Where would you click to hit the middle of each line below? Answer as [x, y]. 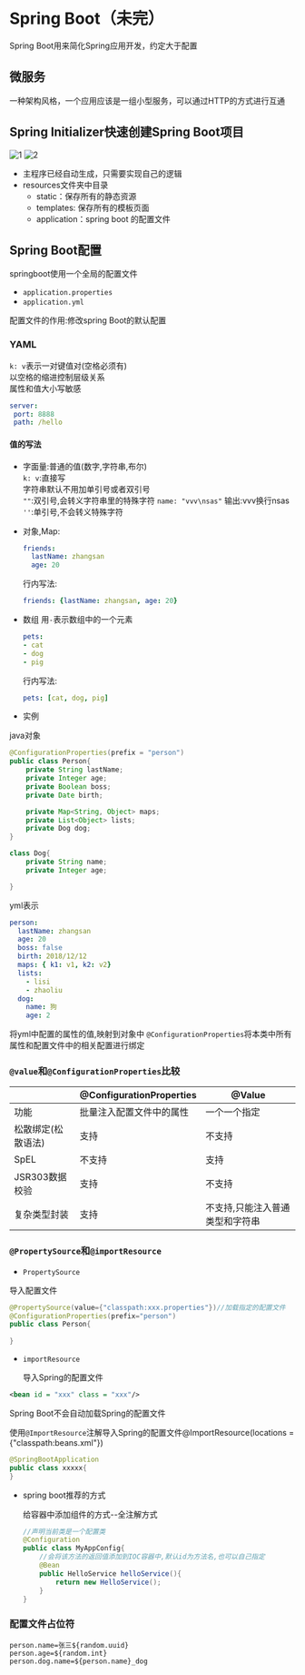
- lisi [38, 982]
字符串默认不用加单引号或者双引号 [86, 489]
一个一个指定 [233, 1113]
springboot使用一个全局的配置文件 [74, 274]
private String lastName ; [75, 770]
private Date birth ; [64, 795]
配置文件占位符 [42, 1624]
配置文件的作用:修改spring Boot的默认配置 [88, 320]
